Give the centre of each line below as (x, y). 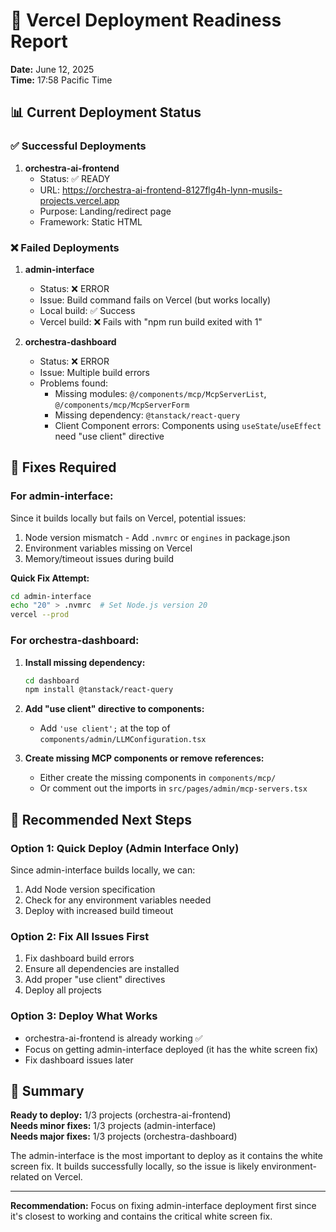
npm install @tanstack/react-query (99, 690)
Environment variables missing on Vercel (108, 548)
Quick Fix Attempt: (50, 578)
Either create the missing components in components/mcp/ (158, 778)
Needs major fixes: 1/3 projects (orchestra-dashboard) (124, 1136)
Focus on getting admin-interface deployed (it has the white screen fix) (171, 1049)
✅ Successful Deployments (78, 146)
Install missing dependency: (85, 662)
